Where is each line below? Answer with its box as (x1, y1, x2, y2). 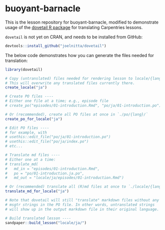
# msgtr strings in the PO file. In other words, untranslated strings (5, 202, 155, 207)
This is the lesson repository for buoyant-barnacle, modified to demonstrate (5, 19, 159, 25)
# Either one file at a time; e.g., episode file (5, 99, 109, 104)
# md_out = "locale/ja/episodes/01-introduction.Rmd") (5, 175, 124, 180)
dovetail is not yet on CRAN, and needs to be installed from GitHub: (5, 34, 143, 40)
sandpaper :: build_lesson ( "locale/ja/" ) (5, 220, 87, 225)
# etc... (5, 144, 23, 149)
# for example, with (5, 130, 48, 135)
